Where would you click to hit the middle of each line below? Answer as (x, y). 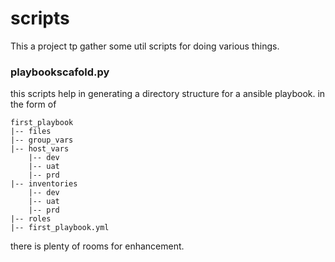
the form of (33, 104)
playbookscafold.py (60, 72)
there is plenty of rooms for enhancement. (97, 246)
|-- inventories (44, 184)
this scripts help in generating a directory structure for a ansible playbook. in (168, 94)
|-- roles (31, 219)
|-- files (31, 132)
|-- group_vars (42, 140)
